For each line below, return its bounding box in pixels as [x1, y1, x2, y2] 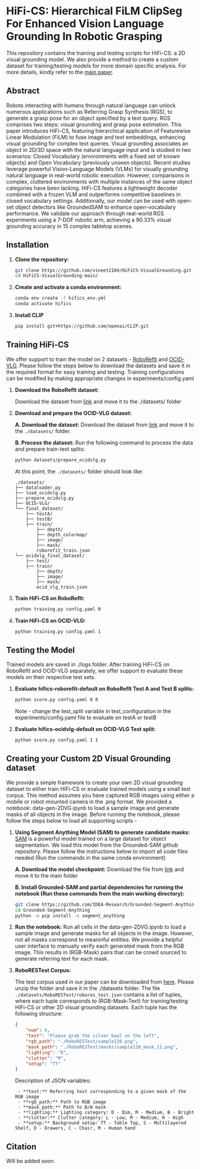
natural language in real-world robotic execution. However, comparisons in [6, 172, 190, 179]
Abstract [6, 86, 40, 96]
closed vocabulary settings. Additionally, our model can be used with [6, 197, 176, 204]
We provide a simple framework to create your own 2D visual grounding [6, 779, 183, 786]
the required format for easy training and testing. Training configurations [6, 368, 184, 375]
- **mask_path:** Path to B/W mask [17, 1104, 106, 1110]
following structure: [14, 1010, 63, 1018]
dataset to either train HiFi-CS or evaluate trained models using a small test [6, 785, 191, 792]
